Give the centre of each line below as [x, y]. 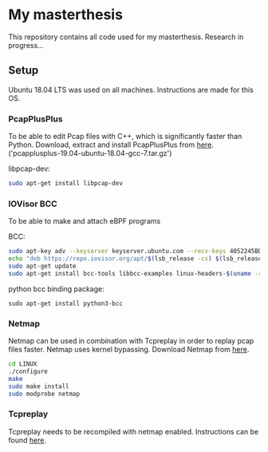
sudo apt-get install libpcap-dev [66, 184]
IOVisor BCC [33, 204]
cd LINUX [23, 364]
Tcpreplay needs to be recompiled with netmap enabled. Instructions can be [134, 431]
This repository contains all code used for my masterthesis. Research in [126, 37]
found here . [27, 440]
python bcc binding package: [57, 288]
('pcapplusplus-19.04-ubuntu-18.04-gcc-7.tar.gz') [90, 153]
